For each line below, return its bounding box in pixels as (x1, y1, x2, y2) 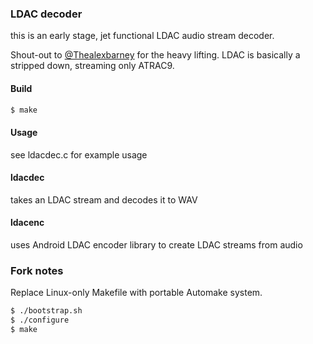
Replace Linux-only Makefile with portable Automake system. (10, 287, 263, 299)
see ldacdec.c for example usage (10, 148, 148, 161)
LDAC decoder (10, 7, 83, 21)
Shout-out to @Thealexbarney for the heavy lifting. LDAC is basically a (10, 49, 301, 61)
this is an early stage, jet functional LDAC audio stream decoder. (10, 30, 275, 42)
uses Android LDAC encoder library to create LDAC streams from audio (10, 238, 303, 251)
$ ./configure (10, 315, 70, 326)
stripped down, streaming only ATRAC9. (10, 60, 175, 72)
